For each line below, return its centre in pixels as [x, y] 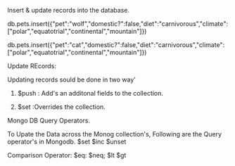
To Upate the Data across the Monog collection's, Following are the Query [115, 134]
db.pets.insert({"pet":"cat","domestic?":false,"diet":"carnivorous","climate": [116, 45]
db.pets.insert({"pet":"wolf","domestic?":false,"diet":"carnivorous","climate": [118, 24]
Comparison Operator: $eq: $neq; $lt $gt [67, 155]
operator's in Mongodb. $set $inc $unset [67, 141]
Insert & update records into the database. [69, 10]
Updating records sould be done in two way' [71, 79]
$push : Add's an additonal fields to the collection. [90, 93]
